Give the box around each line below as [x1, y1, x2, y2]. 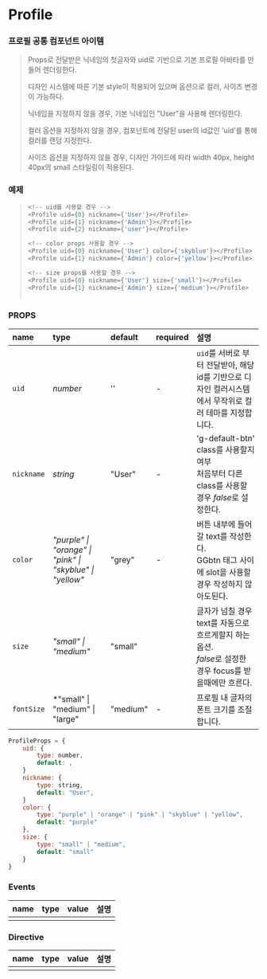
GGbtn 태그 [195, 554, 238, 566]
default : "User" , [37, 789, 94, 797]
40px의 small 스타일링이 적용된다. [27, 163, 134, 172]
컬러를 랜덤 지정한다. [27, 135, 92, 145]
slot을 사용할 [206, 566, 252, 578]
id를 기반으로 [195, 371, 242, 382]
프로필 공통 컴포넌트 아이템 [8, 36, 105, 47]
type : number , [37, 751, 83, 760]
